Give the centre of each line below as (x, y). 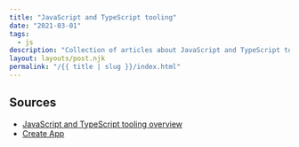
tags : (19, 34)
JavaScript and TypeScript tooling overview (102, 124)
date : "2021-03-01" (45, 26)
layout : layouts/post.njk (57, 58)
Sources (33, 103)
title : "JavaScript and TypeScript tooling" (93, 17)
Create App (43, 133)
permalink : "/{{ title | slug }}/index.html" (95, 67)
